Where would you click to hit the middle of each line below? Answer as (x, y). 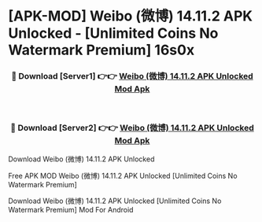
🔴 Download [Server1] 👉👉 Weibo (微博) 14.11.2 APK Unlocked (132, 76)
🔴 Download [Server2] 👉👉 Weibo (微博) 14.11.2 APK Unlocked (132, 128)
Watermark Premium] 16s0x (101, 50)
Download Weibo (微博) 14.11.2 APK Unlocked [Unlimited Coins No (115, 201)
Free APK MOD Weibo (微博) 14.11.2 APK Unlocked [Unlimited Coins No (123, 176)
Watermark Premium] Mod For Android (71, 209)
